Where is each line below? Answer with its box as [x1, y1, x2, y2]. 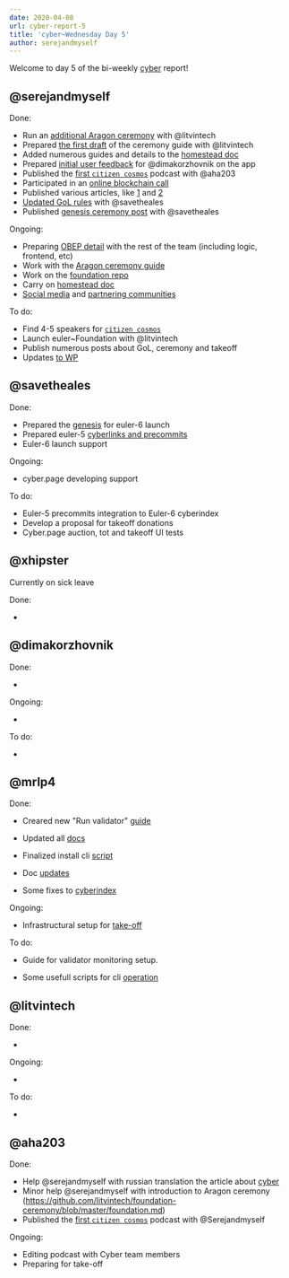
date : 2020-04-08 [9, 13, 74, 22]
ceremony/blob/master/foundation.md [21, 1204, 163, 1215]
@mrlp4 [9, 774, 56, 790]
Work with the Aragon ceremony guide [21, 260, 166, 271]
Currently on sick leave [9, 576, 95, 588]
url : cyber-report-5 [9, 22, 87, 31]
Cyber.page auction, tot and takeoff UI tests [21, 527, 184, 538]
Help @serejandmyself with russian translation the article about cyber [21, 1176, 280, 1186]
